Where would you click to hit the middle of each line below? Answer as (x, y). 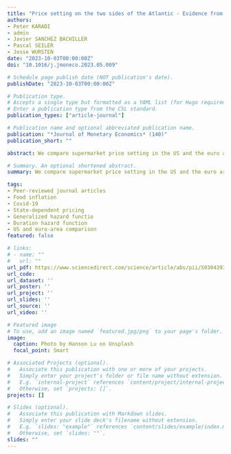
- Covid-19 (23, 204)
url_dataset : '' (30, 280)
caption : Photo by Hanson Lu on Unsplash (74, 344)
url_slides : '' (29, 300)
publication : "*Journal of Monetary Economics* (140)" (87, 134)
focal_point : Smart (41, 351)
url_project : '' (30, 293)
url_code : (21, 274)
